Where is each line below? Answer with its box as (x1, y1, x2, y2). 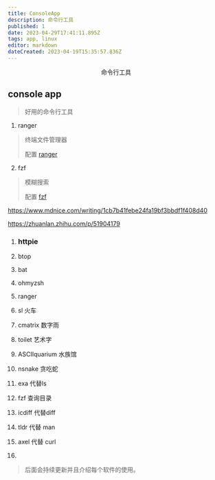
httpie (17, 236, 38, 246)
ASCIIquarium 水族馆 (17, 350, 78, 358)
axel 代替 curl (17, 437, 56, 446)
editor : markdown (8, 42, 58, 49)
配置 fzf (24, 192, 47, 201)
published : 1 (8, 23, 45, 30)
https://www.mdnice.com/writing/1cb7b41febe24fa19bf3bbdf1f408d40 (8, 206, 208, 214)
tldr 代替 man (17, 423, 56, 431)
